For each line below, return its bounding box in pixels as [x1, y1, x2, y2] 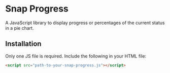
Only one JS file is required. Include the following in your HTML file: [5, 53, 147, 59]
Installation [5, 40, 42, 48]
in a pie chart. [5, 25, 34, 31]
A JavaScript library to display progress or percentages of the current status [5, 20, 165, 26]
